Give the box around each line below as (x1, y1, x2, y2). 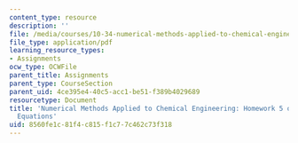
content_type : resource (9, 12, 98, 22)
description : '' (9, 21, 69, 30)
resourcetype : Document (9, 95, 98, 105)
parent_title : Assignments (9, 71, 109, 80)
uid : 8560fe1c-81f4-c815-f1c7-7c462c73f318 (9, 121, 173, 130)
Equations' (17, 112, 58, 121)
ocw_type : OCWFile (9, 63, 77, 72)
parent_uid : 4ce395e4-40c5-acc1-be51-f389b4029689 (9, 87, 200, 96)
